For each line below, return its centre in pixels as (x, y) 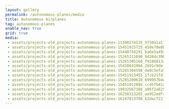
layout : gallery (22, 10)
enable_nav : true (23, 29)
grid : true (17, 33)
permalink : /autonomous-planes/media (45, 15)
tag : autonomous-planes (30, 24)
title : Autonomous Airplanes (36, 19)
